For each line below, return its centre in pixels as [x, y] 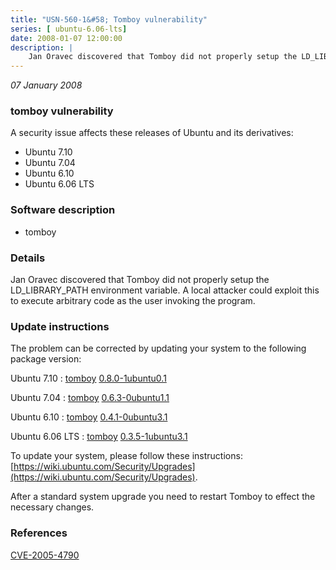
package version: [46, 359]
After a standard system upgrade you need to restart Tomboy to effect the [163, 497]
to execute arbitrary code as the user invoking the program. [133, 301]
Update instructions [60, 326]
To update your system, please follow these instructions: [126, 456]
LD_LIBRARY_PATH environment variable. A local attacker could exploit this [165, 290]
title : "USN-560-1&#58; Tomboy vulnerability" [109, 19]
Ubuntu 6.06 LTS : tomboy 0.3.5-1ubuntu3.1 [99, 437]
